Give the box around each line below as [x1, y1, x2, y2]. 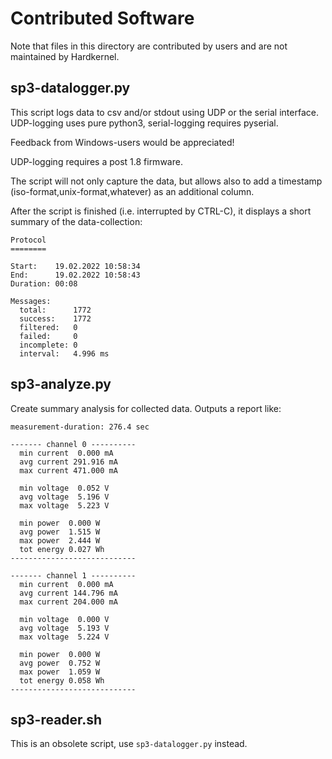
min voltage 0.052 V [19, 483, 110, 493]
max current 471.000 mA [19, 465, 118, 476]
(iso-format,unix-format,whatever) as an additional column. [10, 185, 255, 197]
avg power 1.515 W [19, 527, 101, 537]
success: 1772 [19, 313, 92, 324]
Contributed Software [10, 7, 195, 30]
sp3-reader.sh [10, 711, 103, 728]
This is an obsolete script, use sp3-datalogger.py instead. [10, 738, 248, 750]
